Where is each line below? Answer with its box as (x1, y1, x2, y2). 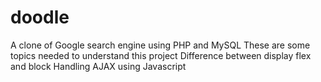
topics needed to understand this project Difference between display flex (10, 49, 312, 61)
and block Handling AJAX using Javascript (10, 60, 187, 72)
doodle (10, 6, 70, 29)
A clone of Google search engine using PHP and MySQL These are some (10, 39, 311, 51)
